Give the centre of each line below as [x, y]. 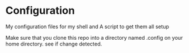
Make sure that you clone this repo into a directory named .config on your [94, 37]
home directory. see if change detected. [54, 44]
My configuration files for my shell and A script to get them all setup [87, 26]
